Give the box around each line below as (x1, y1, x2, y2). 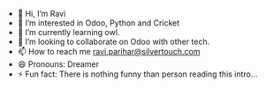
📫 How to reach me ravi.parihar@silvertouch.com (17, 47, 201, 56)
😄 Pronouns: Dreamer (17, 59, 100, 70)
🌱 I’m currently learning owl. (17, 27, 120, 37)
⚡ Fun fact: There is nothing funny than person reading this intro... (17, 69, 258, 79)
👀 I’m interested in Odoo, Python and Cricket (17, 18, 180, 28)
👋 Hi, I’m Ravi (17, 9, 66, 18)
